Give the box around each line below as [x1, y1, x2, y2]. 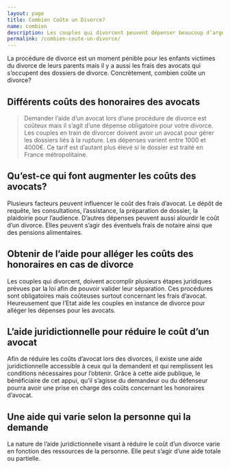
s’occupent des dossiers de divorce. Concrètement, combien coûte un [7, 69, 205, 77]
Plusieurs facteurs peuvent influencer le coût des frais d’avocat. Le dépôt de [7, 199, 222, 207]
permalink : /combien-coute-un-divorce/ [7, 36, 121, 42]
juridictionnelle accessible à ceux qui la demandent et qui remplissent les [7, 362, 214, 370]
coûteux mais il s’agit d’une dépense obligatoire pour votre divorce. [23, 121, 214, 129]
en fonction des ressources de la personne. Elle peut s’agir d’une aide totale [7, 447, 221, 455]
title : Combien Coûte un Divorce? [7, 16, 106, 23]
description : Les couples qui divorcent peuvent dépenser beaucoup [7, 29, 204, 36]
